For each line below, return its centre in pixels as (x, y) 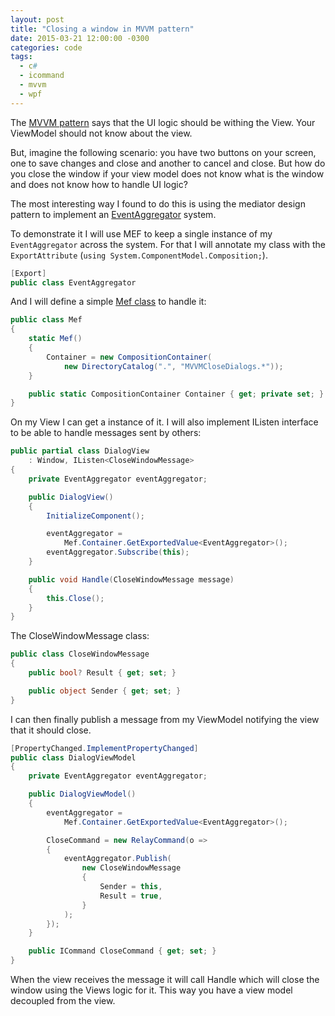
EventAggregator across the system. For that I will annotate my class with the (168, 244)
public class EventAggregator (73, 282)
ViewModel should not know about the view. (101, 133)
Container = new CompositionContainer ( (129, 357)
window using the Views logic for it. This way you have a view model (151, 990)
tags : (21, 57)
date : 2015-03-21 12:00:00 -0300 (80, 38)
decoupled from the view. (63, 1000)
